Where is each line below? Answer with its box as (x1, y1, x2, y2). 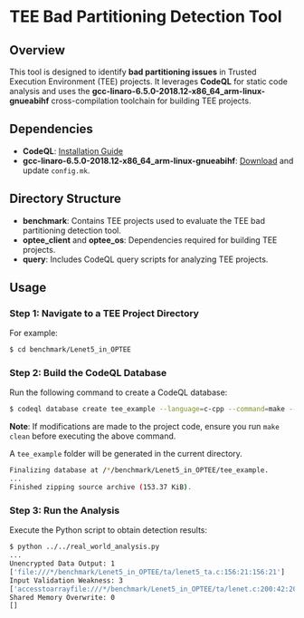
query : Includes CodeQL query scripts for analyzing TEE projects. (22, 254, 269, 265)
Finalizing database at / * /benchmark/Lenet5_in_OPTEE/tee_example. (9, 466, 270, 475)
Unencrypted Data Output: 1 (9, 559, 116, 568)
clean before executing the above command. (9, 430, 176, 441)
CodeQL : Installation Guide (22, 145, 124, 156)
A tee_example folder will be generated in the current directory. (9, 449, 242, 459)
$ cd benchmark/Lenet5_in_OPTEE (9, 345, 131, 354)
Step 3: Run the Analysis (9, 504, 120, 517)
